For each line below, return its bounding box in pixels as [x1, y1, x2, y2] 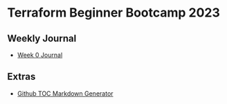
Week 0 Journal [17, 51, 63, 59]
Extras [7, 71, 36, 83]
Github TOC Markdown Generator [17, 89, 113, 98]
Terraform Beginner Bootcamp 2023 [7, 5, 220, 21]
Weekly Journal [7, 33, 77, 44]
